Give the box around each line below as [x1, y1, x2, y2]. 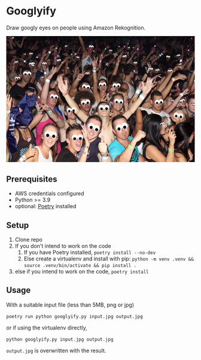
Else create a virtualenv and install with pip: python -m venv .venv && [23, 255, 194, 262]
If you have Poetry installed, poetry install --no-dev [23, 248, 156, 256]
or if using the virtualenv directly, [6, 324, 88, 331]
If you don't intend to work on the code [14, 242, 112, 250]
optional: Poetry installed [14, 203, 77, 210]
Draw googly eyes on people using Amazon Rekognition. [6, 24, 146, 31]
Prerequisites [6, 174, 57, 184]
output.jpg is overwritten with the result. [6, 347, 106, 354]
